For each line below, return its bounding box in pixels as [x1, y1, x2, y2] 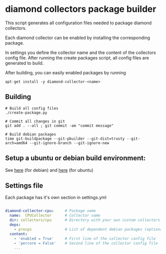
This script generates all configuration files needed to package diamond [5, 20, 152, 26]
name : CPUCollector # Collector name [9, 213, 100, 218]
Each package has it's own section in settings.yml [5, 195, 107, 201]
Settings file [5, 181, 43, 190]
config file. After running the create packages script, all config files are [5, 54, 149, 60]
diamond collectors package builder [5, 3, 157, 15]
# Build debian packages [5, 132, 56, 137]
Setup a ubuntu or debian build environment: [5, 154, 146, 162]
